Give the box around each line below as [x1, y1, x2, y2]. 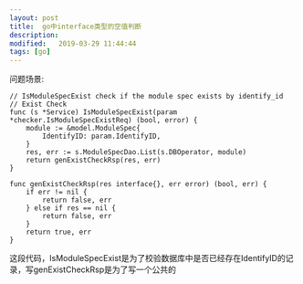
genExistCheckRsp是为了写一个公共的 [33, 264, 176, 275]
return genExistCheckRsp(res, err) [26, 156, 162, 165]
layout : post [9, 13, 59, 23]
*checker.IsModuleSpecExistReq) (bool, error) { [9, 116, 198, 125]
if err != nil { [26, 188, 89, 197]
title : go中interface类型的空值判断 [9, 22, 142, 31]
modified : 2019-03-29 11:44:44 [9, 38, 137, 48]
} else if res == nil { [26, 204, 117, 213]
